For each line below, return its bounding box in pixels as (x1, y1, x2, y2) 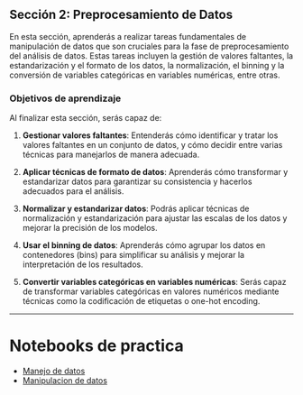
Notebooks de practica (9, 335, 184, 356)
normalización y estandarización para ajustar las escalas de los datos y (22, 213, 288, 224)
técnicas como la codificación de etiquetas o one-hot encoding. (22, 296, 261, 307)
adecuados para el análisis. (22, 186, 124, 197)
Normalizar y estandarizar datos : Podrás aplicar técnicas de (22, 203, 250, 215)
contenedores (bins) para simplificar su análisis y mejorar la (22, 250, 245, 261)
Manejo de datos (22, 365, 86, 377)
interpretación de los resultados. (22, 259, 143, 270)
